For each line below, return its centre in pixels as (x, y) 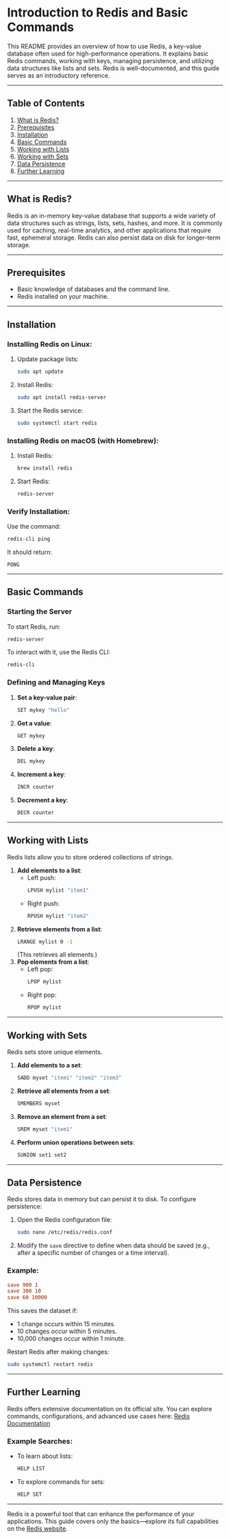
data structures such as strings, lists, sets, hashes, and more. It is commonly (115, 223)
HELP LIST (31, 1469)
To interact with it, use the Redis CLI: (59, 652)
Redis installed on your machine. (63, 297)
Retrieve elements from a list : (60, 929)
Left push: (41, 877)
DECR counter (36, 813)
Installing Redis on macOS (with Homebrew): (83, 441)
